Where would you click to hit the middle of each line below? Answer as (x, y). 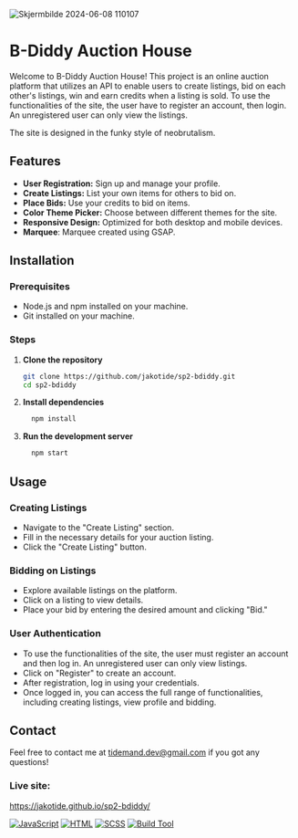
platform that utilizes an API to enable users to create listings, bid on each (148, 86)
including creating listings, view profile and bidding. (119, 702)
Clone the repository (62, 360)
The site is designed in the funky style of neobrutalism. (113, 132)
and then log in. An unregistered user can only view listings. (135, 663)
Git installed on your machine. (78, 316)
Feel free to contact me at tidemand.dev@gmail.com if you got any (134, 752)
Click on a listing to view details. (83, 600)
